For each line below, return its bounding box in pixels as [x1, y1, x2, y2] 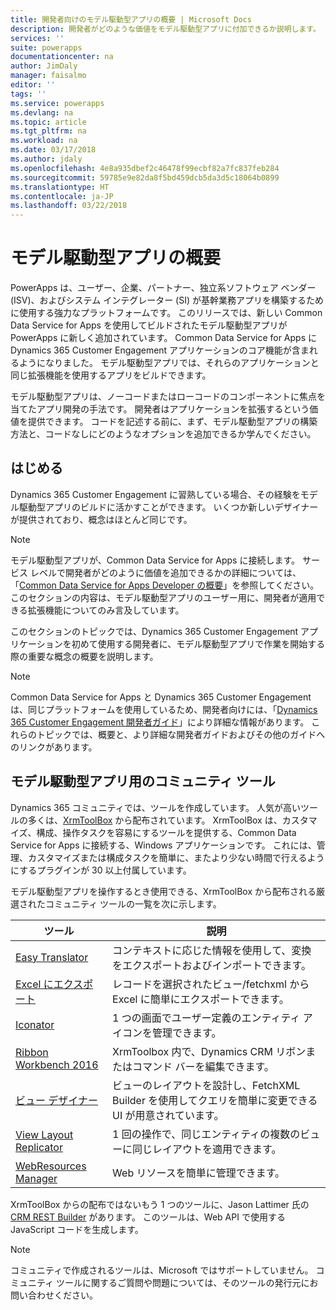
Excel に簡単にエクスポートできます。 [112, 992, 290, 1006]
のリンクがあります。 [10, 741, 98, 753]
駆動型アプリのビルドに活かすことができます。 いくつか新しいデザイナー [18, 501, 319, 513]
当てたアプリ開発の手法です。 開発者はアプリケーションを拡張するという [10, 403, 310, 415]
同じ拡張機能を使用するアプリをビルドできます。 [10, 369, 212, 381]
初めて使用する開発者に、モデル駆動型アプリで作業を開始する [71, 637, 326, 650]
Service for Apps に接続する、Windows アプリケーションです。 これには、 [10, 839, 317, 851]
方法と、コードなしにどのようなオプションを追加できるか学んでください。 [10, 428, 317, 440]
